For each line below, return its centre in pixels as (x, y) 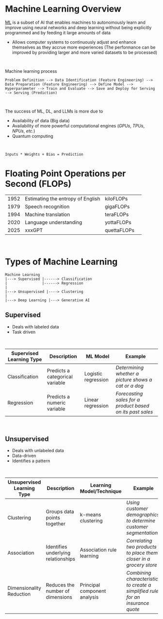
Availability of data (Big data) (41, 120)
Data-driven (24, 456)
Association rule (98, 550)
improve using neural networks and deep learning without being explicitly (78, 27)
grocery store (142, 565)
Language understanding (54, 222)
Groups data (60, 512)
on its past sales (134, 412)
